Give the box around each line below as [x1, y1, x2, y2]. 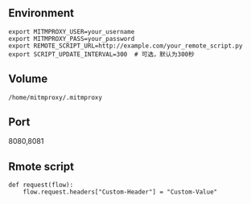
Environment [8, 6, 75, 20]
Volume [8, 72, 48, 86]
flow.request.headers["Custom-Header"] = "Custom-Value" [23, 188, 218, 196]
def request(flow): [8, 181, 74, 190]
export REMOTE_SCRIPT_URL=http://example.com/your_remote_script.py [8, 42, 243, 50]
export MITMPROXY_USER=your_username [8, 27, 135, 35]
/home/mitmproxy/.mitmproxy [8, 93, 103, 101]
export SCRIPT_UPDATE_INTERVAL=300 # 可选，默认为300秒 [8, 50, 195, 59]
